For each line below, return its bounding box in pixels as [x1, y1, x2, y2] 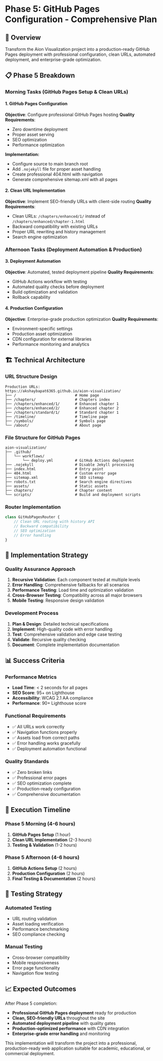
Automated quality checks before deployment [12, 284, 104, 290]
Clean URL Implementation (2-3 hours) [12, 836, 92, 842]
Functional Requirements [5, 713, 66, 720]
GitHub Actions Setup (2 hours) [12, 865, 77, 871]
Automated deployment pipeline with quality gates [12, 1020, 116, 1026]
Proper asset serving [12, 131, 55, 137]
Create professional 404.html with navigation [12, 171, 103, 177]
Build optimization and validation [12, 289, 78, 294]
